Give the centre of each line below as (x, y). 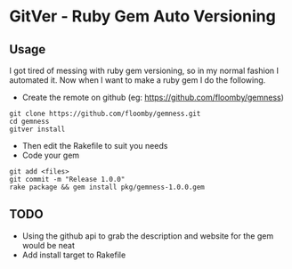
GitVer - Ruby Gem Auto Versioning (142, 16)
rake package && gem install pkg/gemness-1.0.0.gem (107, 187)
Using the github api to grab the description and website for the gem (148, 236)
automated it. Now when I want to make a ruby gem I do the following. (138, 80)
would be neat (49, 245)
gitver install (37, 129)
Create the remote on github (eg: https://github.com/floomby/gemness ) (153, 97)
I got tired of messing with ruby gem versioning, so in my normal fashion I (144, 70)
